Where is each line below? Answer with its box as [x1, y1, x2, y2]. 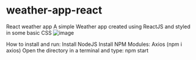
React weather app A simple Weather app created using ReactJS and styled [6, 23, 191, 30]
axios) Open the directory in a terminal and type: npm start [6, 46, 149, 54]
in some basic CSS [6, 29, 52, 36]
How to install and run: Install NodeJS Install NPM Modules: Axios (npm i [6, 41, 182, 48]
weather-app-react [6, 4, 102, 17]
